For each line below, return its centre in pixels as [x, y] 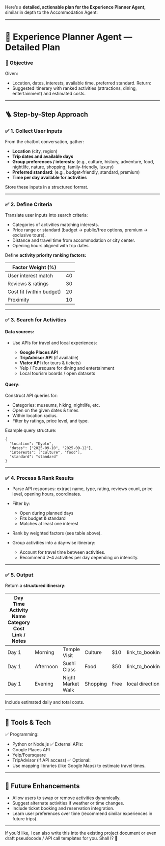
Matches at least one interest [49, 524]
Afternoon [46, 667]
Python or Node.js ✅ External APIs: [48, 744]
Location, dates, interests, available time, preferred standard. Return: [82, 83]
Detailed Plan [33, 48]
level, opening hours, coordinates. [47, 494]
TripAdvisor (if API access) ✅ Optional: [51, 760]
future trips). [25, 819]
